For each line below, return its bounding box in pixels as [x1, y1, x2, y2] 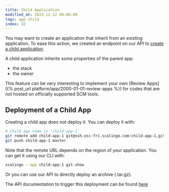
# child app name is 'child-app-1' [5, 129, 80, 134]
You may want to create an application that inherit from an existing [5, 35, 143, 41]
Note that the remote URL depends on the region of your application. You [5, 147, 157, 153]
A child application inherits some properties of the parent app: [5, 56, 134, 62]
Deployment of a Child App [5, 106, 92, 114]
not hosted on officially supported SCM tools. [5, 91, 100, 97]
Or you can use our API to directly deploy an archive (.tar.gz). [5, 171, 132, 177]
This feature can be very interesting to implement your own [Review [5, 80, 146, 86]
